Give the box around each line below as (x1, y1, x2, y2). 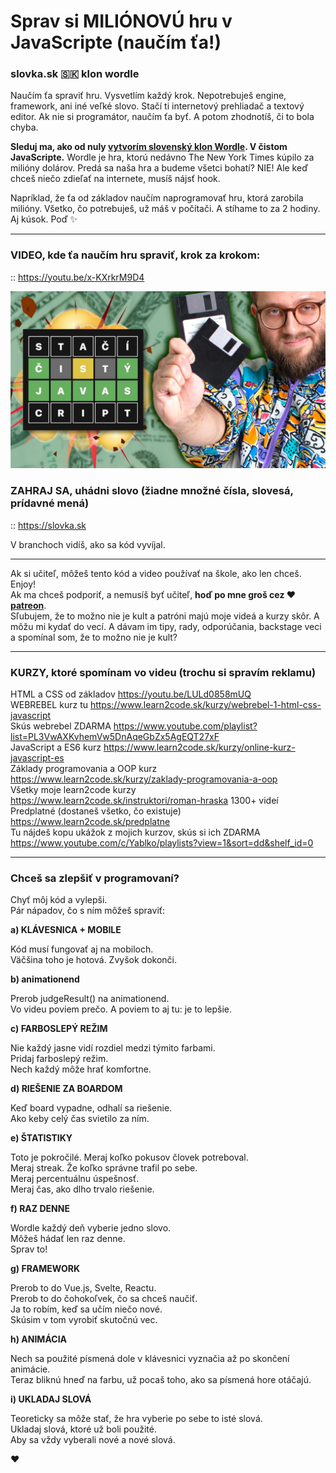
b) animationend (10, 973, 80, 985)
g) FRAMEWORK (10, 1263, 81, 1275)
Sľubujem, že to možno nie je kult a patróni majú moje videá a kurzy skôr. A (10, 610, 320, 622)
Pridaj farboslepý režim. (10, 1053, 109, 1065)
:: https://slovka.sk (10, 519, 87, 531)
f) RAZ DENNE (10, 1203, 70, 1215)
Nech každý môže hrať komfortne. (10, 1063, 152, 1075)
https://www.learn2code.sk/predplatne (10, 815, 171, 827)
